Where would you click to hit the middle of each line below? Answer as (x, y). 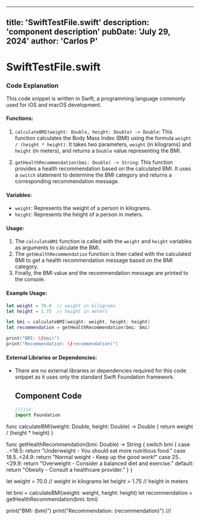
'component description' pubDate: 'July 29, (88, 32)
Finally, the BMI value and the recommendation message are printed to (101, 273)
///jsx (23, 409)
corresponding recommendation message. (67, 181)
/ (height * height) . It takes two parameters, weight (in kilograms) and (103, 144)
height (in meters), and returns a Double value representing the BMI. (98, 151)
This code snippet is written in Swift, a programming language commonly (96, 98)
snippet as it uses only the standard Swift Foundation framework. (94, 377)
